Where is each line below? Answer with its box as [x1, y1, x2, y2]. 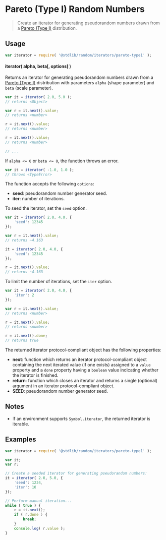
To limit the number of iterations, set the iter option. [5, 279, 112, 285]
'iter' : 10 [14, 484, 37, 489]
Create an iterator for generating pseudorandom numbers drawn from [17, 20, 160, 26]
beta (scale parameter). [5, 85, 53, 91]
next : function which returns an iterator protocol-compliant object [12, 357, 147, 362]
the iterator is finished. [12, 372, 58, 378]
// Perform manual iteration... [5, 498, 72, 503]
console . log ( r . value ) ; [14, 526, 65, 531]
